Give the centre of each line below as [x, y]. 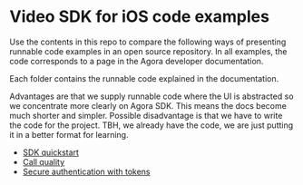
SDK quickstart [51, 152]
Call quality [44, 161]
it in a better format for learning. [69, 134]
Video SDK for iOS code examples [140, 17]
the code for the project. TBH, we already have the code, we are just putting [151, 125]
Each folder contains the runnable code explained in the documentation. [144, 78]
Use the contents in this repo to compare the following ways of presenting [148, 42]
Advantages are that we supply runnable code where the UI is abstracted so [151, 96]
